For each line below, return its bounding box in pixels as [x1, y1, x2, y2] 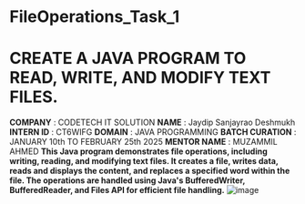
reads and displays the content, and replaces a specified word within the [9, 166, 290, 177]
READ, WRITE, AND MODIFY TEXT [9, 67, 271, 88]
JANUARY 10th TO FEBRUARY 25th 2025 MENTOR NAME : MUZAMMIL [9, 137, 278, 148]
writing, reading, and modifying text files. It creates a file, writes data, [9, 156, 280, 167]
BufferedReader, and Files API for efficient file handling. [9, 185, 225, 196]
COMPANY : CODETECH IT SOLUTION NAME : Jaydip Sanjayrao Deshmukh [9, 117, 296, 128]
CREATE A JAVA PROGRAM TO [9, 48, 247, 69]
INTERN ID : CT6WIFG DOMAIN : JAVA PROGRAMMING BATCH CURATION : [9, 127, 297, 138]
